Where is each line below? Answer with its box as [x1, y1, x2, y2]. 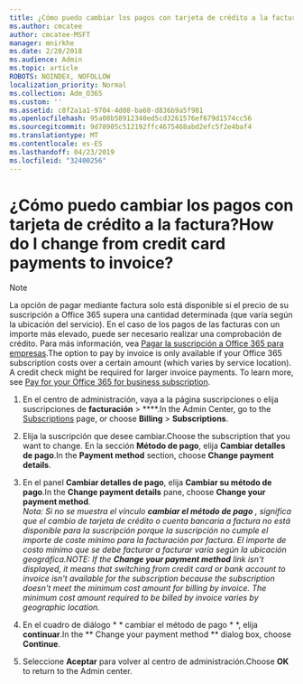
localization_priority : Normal [9, 80, 127, 89]
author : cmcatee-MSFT [9, 30, 91, 39]
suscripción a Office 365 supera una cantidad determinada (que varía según [9, 309, 293, 321]
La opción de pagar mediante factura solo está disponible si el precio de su [9, 300, 289, 311]
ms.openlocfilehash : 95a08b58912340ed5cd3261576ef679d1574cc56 [9, 114, 252, 123]
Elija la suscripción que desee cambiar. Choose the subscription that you [22, 431, 290, 442]
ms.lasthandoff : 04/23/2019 [9, 147, 115, 156]
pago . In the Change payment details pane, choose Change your [22, 487, 266, 498]
